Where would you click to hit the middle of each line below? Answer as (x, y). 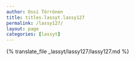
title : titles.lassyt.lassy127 (46, 18)
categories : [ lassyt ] (33, 34)
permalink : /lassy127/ (35, 23)
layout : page (23, 29)
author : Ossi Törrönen (35, 12)
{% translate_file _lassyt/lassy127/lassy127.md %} (68, 51)
